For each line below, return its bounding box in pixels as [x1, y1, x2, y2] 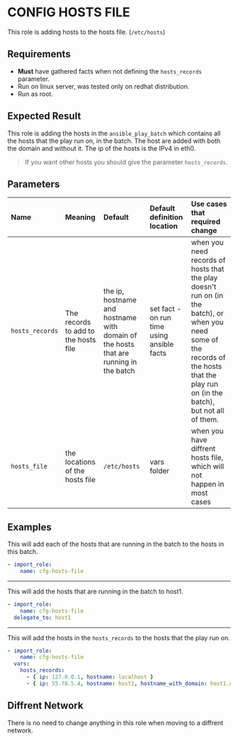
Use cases [191, 199, 227, 209]
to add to [64, 326, 95, 336]
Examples [7, 521, 52, 533]
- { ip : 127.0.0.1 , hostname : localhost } [25, 673, 154, 681]
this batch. [7, 547, 38, 556]
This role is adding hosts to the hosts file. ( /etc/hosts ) [7, 28, 166, 36]
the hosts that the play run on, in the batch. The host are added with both [7, 136, 221, 145]
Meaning [64, 212, 96, 222]
